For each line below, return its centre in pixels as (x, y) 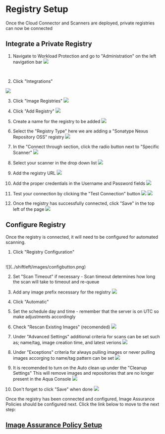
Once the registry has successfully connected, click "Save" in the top (84, 203)
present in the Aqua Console (42, 379)
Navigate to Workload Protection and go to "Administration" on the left (84, 56)
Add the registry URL (34, 173)
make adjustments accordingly (44, 316)
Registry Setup (37, 9)
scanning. (16, 242)
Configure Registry (36, 225)
